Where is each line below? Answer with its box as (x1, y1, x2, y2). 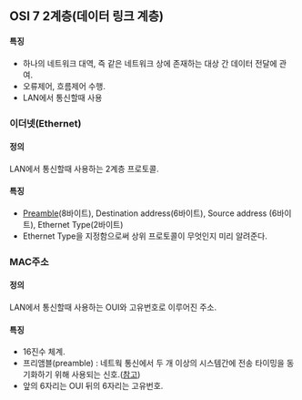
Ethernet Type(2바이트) (37, 219, 124, 230)
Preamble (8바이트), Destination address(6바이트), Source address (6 (22, 208, 277, 219)
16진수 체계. (22, 346, 65, 357)
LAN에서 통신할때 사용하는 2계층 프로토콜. (9, 163, 159, 174)
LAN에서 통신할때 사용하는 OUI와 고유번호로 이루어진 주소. (9, 302, 217, 313)
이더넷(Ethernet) (9, 117, 82, 129)
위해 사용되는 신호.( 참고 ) (54, 369, 141, 380)
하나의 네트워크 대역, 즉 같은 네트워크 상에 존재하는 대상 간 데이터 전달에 (22, 57, 277, 68)
